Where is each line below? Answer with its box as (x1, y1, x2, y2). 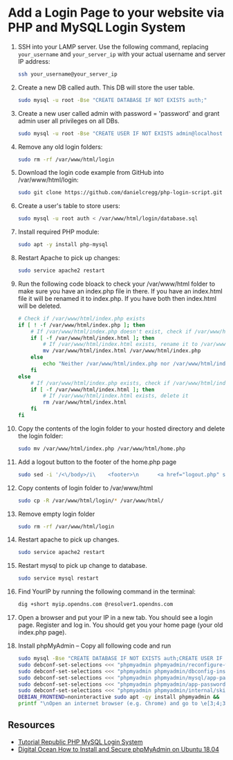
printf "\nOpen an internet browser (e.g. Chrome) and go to (17, 700, 198, 707)
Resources (8, 719, 55, 731)
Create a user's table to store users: (17, 202, 120, 210)
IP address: (17, 57, 50, 65)
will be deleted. (17, 302, 62, 310)
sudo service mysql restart (17, 575, 99, 582)
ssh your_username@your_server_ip (17, 71, 118, 78)
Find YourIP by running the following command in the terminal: (17, 587, 196, 596)
